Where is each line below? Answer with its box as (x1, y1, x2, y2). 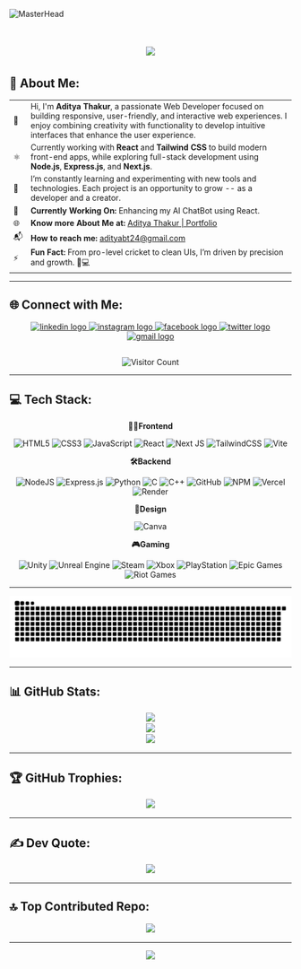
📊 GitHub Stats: (9, 684, 101, 699)
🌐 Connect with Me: (9, 297, 124, 313)
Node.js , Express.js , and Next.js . (30, 161, 152, 171)
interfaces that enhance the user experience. (30, 129, 196, 140)
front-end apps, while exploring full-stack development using (30, 152, 260, 161)
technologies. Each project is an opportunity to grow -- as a (30, 183, 253, 194)
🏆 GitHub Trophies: (9, 770, 123, 785)
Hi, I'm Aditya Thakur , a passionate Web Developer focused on (30, 100, 264, 111)
